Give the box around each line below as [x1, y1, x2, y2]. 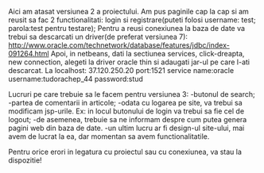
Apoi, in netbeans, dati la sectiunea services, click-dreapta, [50, 49, 245, 58]
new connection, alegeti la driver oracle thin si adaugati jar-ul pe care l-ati [8, 57, 250, 67]
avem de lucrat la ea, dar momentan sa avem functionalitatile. [8, 132, 210, 141]
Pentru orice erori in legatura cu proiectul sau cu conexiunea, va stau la [8, 147, 243, 156]
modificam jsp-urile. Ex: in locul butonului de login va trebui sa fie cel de [8, 106, 245, 116]
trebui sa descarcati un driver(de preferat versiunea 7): [8, 32, 188, 41]
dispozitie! [8, 156, 42, 165]
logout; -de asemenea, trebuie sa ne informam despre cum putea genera [8, 115, 247, 124]
